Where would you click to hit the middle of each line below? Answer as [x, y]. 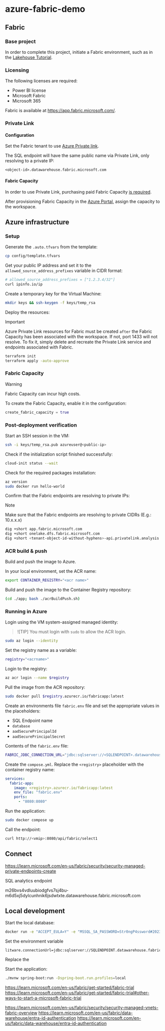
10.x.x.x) [14, 520]
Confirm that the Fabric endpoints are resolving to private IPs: [68, 496]
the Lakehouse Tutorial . [29, 57]
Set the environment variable [34, 941]
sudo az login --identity [31, 641]
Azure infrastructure [37, 222]
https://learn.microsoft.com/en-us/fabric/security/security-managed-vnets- [82, 1008]
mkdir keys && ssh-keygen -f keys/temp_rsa [50, 303]
